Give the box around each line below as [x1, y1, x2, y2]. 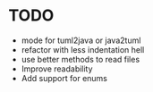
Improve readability [21, 63, 93, 74]
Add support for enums [21, 72, 108, 83]
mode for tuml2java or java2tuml [21, 35, 141, 46]
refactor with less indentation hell [21, 44, 145, 54]
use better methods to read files [21, 54, 140, 64]
